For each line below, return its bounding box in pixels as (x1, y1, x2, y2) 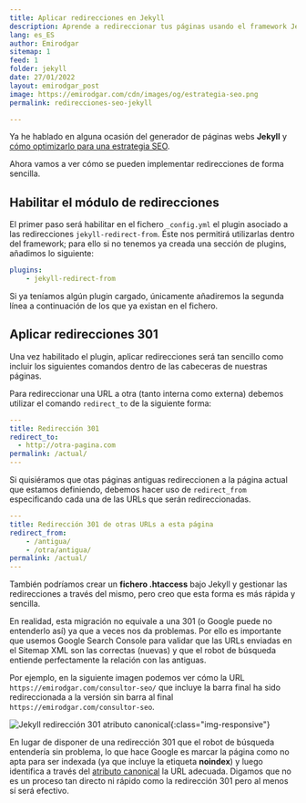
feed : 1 (9, 56, 39, 65)
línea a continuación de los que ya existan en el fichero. (9, 300, 219, 311)
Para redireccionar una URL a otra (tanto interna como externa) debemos (9, 388, 284, 399)
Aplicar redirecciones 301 (9, 327, 158, 342)
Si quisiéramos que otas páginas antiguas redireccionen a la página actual (9, 474, 289, 485)
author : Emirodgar (9, 38, 79, 48)
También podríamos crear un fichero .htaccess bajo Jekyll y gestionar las (9, 579, 288, 589)
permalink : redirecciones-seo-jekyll (9, 98, 153, 108)
